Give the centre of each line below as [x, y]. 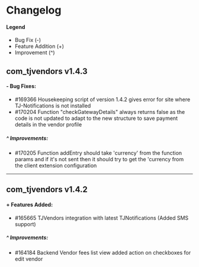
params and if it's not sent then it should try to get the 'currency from [99, 159]
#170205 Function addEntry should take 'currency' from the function [98, 153]
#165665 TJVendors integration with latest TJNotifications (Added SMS [102, 218]
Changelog [34, 10]
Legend [16, 27]
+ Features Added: [30, 204]
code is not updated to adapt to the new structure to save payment [96, 118]
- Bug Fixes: [21, 86]
